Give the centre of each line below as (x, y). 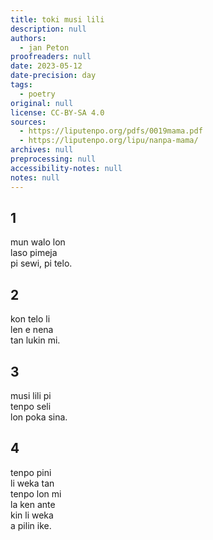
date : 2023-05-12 (46, 66)
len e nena (32, 330)
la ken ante (33, 504)
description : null (48, 29)
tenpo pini (31, 472)
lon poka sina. (39, 417)
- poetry (37, 94)
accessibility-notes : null (66, 168)
